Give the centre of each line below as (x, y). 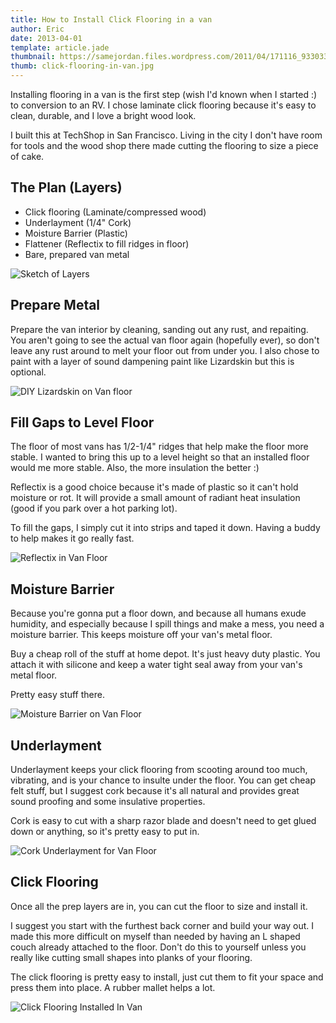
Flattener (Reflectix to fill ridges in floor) (107, 243)
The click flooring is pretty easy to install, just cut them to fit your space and (167, 977)
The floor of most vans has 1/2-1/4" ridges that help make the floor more (159, 447)
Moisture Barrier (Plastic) (76, 233)
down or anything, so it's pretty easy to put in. (105, 832)
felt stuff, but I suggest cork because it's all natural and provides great (155, 791)
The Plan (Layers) (66, 187)
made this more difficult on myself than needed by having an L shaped (155, 936)
